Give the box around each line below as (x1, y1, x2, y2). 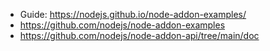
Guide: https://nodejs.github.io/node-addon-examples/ (19, 9, 247, 20)
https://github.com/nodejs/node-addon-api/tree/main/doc (19, 30, 260, 41)
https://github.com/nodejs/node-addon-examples (19, 19, 226, 31)
